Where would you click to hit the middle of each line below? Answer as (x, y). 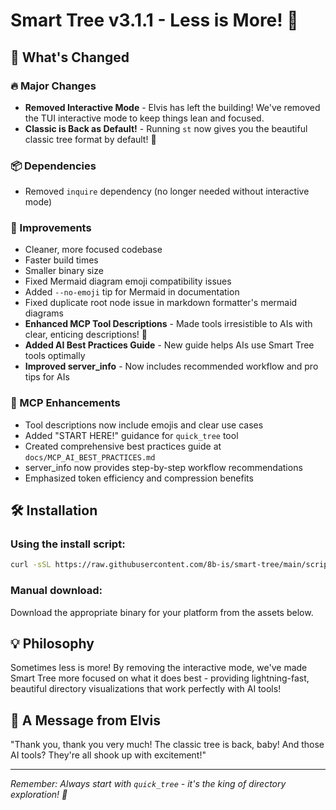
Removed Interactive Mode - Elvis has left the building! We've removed (172, 107)
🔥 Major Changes (53, 86)
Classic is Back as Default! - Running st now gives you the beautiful (166, 128)
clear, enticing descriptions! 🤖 (86, 335)
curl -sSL (31, 565)
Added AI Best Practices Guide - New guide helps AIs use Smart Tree (169, 345)
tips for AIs (47, 377)
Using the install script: (68, 544)
